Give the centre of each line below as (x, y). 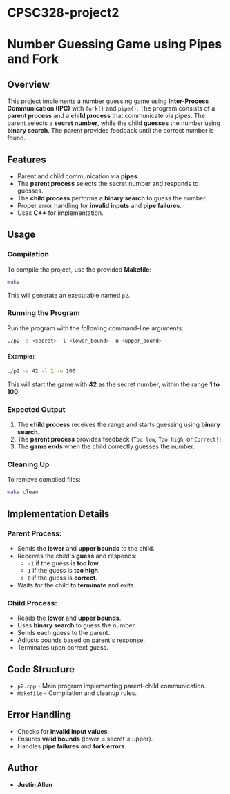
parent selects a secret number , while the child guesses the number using (114, 123)
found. (17, 138)
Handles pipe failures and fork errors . (71, 746)
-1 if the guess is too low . (64, 563)
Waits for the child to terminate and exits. (76, 585)
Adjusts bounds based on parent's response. (81, 640)
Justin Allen (35, 784)
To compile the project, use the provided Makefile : (79, 269)
